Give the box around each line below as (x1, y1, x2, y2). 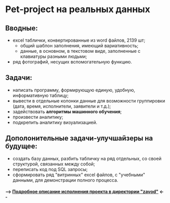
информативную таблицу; (12, 92, 69, 98)
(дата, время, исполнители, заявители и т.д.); (12, 103, 111, 109)
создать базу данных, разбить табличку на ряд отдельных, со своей (12, 155, 161, 161)
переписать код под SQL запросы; (12, 166, 88, 172)
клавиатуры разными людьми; (20, 53, 87, 59)
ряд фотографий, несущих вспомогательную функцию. (12, 59, 132, 64)
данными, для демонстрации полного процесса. (12, 177, 118, 183)
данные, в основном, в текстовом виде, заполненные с (20, 48, 141, 54)
